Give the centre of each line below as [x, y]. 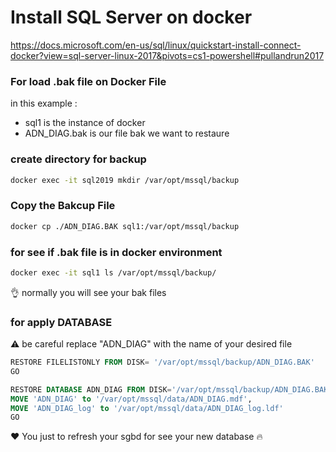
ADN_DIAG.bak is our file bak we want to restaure [127, 133]
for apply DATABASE [61, 322]
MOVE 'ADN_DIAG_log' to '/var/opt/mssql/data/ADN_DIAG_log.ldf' [147, 408]
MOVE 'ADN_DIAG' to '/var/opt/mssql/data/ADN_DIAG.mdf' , [131, 399]
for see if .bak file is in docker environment [116, 252]
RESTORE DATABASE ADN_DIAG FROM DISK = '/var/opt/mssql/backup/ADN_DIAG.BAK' [171, 389]
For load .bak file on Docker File [88, 81]
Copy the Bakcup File [63, 206]
